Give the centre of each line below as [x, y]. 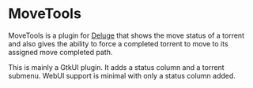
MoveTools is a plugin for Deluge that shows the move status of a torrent [126, 35]
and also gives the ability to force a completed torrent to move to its [118, 43]
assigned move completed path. [60, 52]
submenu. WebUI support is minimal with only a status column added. [122, 75]
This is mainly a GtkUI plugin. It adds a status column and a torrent [116, 67]
